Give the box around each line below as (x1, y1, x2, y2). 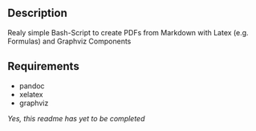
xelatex (18, 89, 43, 99)
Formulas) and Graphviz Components (7, 36, 132, 46)
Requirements (7, 59, 79, 73)
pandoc (18, 80, 45, 91)
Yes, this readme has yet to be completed (7, 113, 145, 123)
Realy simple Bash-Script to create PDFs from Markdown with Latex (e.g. (7, 27, 250, 37)
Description (7, 6, 67, 20)
